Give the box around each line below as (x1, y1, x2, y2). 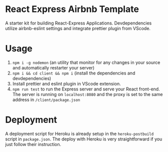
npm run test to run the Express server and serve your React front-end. (12, 86, 160, 92)
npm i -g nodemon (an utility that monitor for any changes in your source (12, 59, 160, 65)
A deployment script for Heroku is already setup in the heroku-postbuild (5, 130, 154, 136)
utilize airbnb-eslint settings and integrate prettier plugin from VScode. (5, 25, 151, 31)
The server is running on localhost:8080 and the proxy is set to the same (12, 91, 163, 97)
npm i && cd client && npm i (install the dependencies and (12, 70, 135, 76)
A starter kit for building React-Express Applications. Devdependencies (5, 20, 152, 26)
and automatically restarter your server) (12, 64, 95, 70)
